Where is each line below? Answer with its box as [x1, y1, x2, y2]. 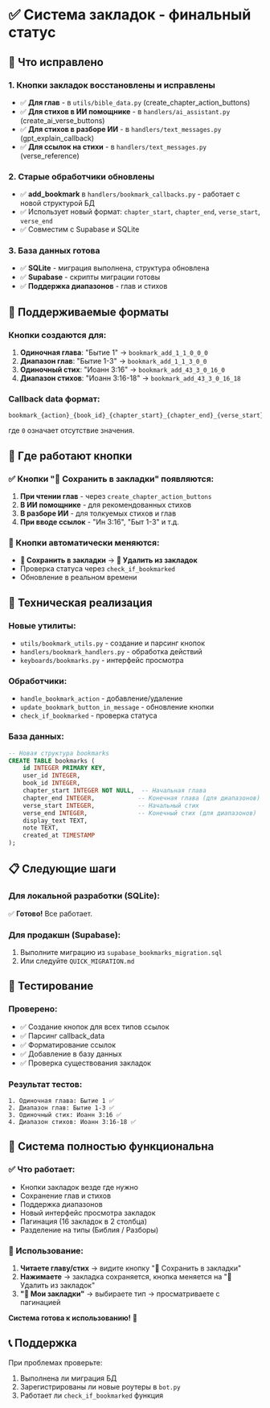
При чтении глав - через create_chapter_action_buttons [19, 492, 212, 501]
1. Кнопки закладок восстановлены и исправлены [8, 79, 215, 90]
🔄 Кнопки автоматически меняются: [8, 537, 160, 549]
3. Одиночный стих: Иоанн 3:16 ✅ [8, 1111, 122, 1119]
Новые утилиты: [8, 620, 76, 631]
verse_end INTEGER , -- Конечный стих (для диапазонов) [22, 809, 257, 817]
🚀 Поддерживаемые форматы [8, 305, 169, 319]
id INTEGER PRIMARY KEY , [22, 764, 106, 772]
